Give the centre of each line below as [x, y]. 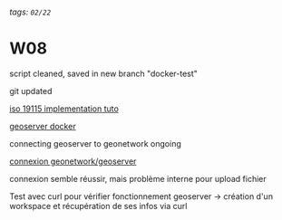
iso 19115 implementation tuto [64, 109]
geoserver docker [43, 126]
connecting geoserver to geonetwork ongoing [95, 143]
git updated [31, 91]
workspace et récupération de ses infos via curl [98, 206]
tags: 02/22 [30, 12]
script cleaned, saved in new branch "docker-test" [103, 73]
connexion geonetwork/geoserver [73, 161]
